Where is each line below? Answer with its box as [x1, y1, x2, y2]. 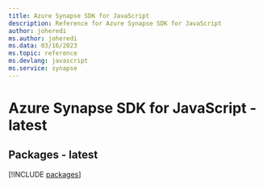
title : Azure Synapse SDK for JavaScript [8, 11, 150, 20]
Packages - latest [8, 148, 98, 162]
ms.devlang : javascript [8, 57, 89, 65]
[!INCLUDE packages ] [8, 169, 82, 179]
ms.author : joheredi [8, 34, 78, 43]
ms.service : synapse [8, 64, 78, 73]
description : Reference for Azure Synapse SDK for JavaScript [8, 19, 222, 27]
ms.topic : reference [8, 49, 78, 57]
